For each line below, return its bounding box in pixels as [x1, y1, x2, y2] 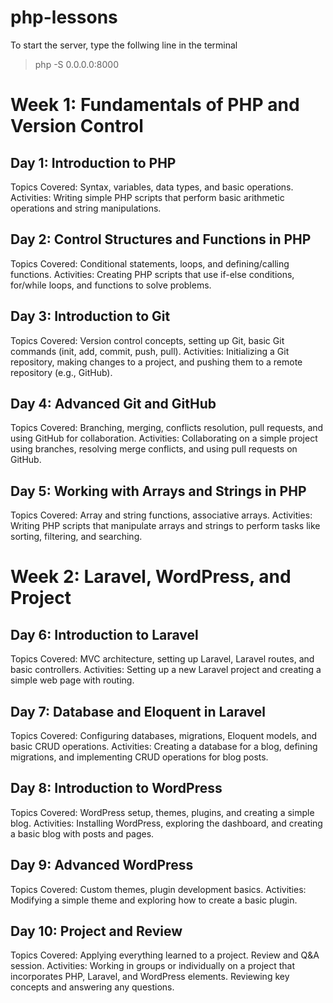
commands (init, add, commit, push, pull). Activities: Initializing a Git [10, 345, 290, 357]
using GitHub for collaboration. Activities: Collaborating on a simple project [10, 432, 318, 445]
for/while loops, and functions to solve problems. [10, 279, 212, 291]
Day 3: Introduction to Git [10, 308, 171, 325]
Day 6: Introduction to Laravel [10, 626, 199, 643]
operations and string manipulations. [10, 202, 162, 214]
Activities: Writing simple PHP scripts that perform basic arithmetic [10, 191, 285, 203]
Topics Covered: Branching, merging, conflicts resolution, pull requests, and [10, 422, 324, 434]
